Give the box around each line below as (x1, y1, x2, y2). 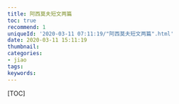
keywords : (7, 69, 37, 76)
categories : (7, 50, 43, 57)
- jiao (7, 57, 27, 64)
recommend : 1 (7, 23, 46, 30)
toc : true (7, 17, 37, 24)
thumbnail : (7, 43, 40, 50)
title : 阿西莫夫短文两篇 (7, 10, 72, 18)
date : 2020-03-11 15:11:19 (7, 37, 87, 44)
